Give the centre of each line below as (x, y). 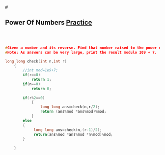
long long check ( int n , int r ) (36, 61)
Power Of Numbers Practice (49, 22)
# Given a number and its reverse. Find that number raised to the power (81, 48)
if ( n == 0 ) (32, 84)
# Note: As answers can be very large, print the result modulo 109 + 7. (81, 52)
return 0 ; (41, 89)
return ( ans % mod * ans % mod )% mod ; (73, 112)
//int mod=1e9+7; (40, 70)
